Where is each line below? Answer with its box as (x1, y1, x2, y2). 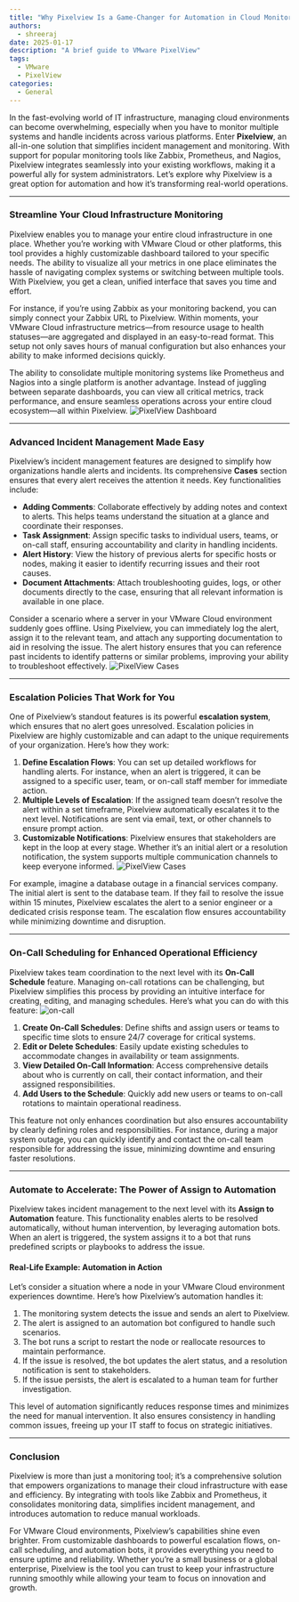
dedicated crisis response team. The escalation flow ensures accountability (9, 907, 287, 918)
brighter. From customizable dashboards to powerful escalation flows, (9, 1535, 266, 1546)
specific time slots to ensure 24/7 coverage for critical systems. (21, 1032, 256, 1042)
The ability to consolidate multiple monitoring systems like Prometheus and (9, 367, 285, 378)
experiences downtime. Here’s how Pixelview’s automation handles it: (9, 1291, 264, 1302)
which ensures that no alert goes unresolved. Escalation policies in (9, 721, 254, 732)
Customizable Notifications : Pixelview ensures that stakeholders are (21, 833, 277, 844)
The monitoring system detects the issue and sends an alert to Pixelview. (21, 1308, 290, 1319)
